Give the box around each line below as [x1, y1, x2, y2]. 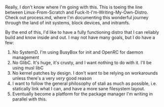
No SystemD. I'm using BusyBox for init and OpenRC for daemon [12, 49, 144, 55]
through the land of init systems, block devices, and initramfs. [5, 20, 131, 26]
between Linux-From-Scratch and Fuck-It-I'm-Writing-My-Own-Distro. [5, 9, 149, 15]
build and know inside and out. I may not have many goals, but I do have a [5, 34, 155, 40]
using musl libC [12, 65, 44, 71]
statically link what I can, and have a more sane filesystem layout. [12, 86, 145, 91]
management [12, 54, 39, 60]
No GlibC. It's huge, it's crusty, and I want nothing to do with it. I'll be [12, 60, 152, 65]
